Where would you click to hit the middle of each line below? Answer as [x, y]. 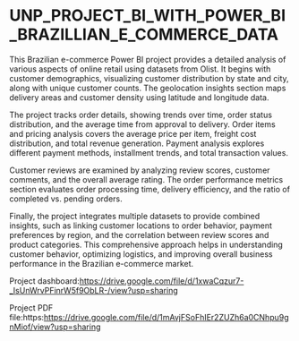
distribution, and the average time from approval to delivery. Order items [142, 124]
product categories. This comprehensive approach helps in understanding [146, 244]
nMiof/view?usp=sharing [55, 327]
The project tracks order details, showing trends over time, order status [141, 115]
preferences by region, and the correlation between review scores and [139, 234]
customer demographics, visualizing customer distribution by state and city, [149, 78]
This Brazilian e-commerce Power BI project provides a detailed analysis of [148, 59]
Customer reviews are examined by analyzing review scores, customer [140, 170]
